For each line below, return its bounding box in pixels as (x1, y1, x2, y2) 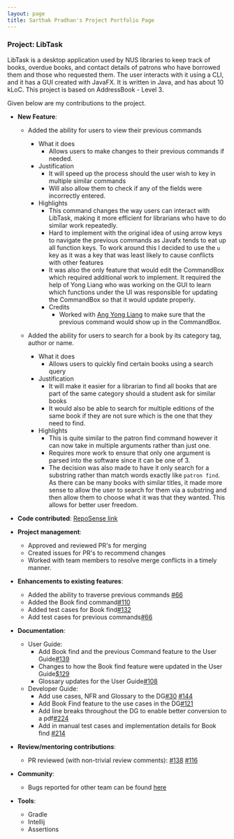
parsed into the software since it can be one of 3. (48, 455, 191, 465)
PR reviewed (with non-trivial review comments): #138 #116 (27, 756, 198, 764)
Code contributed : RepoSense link (17, 514, 118, 523)
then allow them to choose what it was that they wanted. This (48, 493, 226, 502)
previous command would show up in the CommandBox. (59, 317, 222, 326)
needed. (48, 154, 73, 163)
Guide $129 (38, 669, 70, 678)
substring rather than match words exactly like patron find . (48, 471, 220, 479)
